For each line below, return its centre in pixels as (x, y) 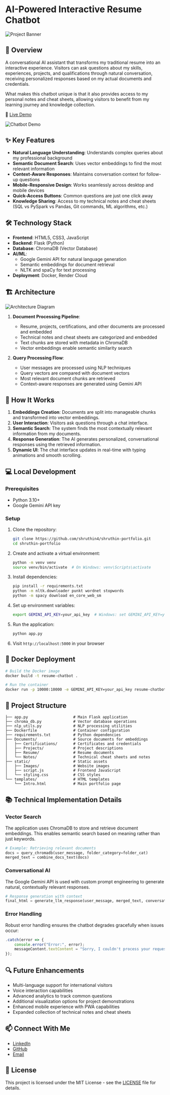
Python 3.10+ (26, 500)
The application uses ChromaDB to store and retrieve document (72, 828)
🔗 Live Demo (18, 114)
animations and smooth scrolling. (47, 455)
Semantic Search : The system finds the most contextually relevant (82, 428)
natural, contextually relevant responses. (48, 887)
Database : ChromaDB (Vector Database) (55, 248)
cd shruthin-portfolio (36, 543)
